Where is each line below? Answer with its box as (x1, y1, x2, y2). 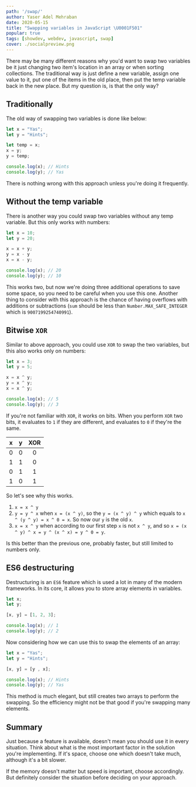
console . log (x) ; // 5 (6, 396, 59, 402)
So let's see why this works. (6, 492, 74, 499)
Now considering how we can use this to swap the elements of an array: (6, 639, 180, 646)
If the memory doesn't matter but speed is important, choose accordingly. (6, 768, 184, 775)
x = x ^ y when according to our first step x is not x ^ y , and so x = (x (14, 522, 187, 529)
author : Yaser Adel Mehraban (6, 14, 77, 20)
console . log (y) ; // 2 (6, 628, 59, 634)
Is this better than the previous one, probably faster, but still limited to (6, 540, 174, 547)
